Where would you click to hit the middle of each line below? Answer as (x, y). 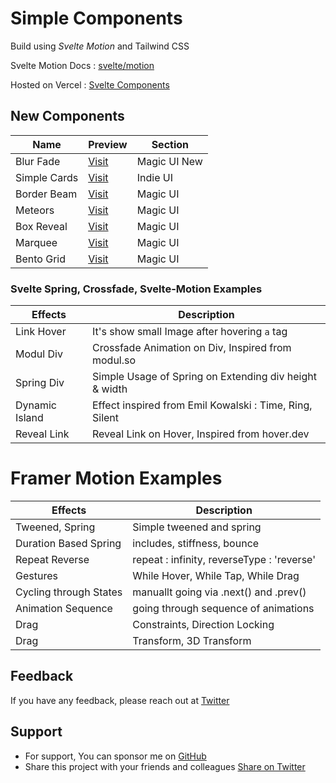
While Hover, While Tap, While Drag (216, 575)
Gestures (36, 575)
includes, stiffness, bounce (196, 543)
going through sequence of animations (223, 608)
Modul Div (39, 354)
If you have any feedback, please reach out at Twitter (120, 700)
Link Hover (41, 332)
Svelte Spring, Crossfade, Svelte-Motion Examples (136, 289)
